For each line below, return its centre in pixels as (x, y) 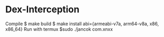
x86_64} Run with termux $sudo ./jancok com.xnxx (59, 29)
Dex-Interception (42, 10)
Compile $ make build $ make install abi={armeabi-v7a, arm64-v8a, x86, (82, 24)
